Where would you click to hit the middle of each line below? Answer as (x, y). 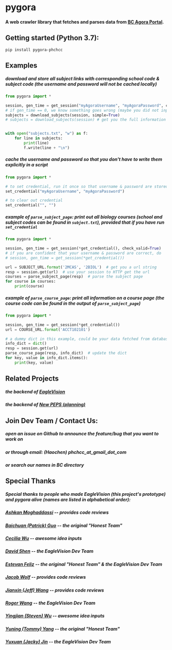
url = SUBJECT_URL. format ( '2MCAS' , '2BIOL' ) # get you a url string (81, 267)
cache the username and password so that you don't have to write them (84, 159)
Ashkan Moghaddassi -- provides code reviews (57, 512)
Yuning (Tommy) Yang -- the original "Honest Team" (63, 628)
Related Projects (32, 379)
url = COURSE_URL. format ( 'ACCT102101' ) (48, 329)
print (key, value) (34, 363)
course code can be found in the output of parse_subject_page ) (73, 303)
